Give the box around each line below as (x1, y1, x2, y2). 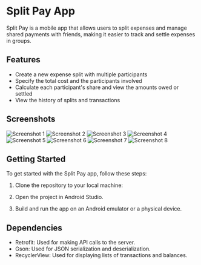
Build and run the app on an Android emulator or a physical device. (15, 205, 182, 212)
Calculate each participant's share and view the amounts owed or (15, 83, 179, 91)
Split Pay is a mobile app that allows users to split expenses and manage (6, 24, 188, 31)
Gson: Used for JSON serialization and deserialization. (15, 245, 151, 252)
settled (15, 90, 33, 97)
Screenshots (6, 114, 56, 125)
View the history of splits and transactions (15, 96, 120, 103)
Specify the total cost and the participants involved (15, 77, 142, 84)
